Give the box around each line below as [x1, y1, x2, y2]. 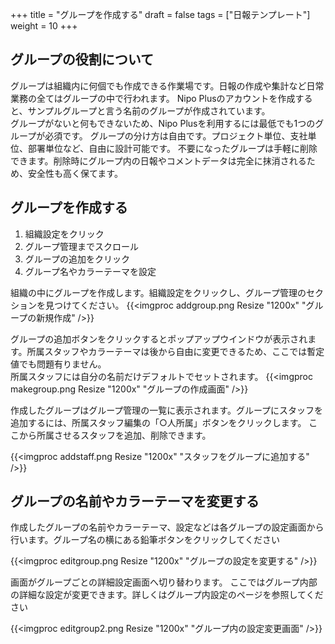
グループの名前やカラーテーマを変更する [10, 493, 260, 510]
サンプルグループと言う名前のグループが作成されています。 [27, 104, 271, 117]
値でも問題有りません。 [10, 358, 107, 370]
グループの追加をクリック [24, 253, 130, 265]
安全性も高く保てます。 [27, 167, 123, 179]
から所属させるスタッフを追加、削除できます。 [18, 429, 212, 441]
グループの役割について [10, 51, 155, 68]
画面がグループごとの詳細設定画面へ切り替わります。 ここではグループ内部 [10, 576, 318, 588]
